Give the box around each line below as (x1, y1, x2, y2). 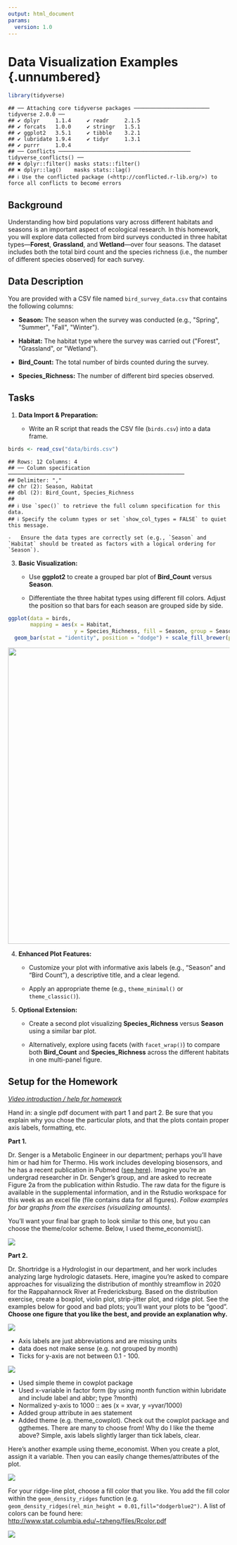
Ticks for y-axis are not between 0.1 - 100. (18, 1352, 140, 1360)
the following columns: (8, 301, 74, 310)
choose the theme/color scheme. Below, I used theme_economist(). (8, 1224, 203, 1232)
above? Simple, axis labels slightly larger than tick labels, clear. (18, 1431, 201, 1439)
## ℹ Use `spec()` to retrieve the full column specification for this (8, 502, 221, 509)
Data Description (8, 276, 84, 288)
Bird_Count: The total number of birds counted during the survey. (18, 358, 210, 366)
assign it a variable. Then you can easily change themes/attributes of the (8, 1452, 219, 1460)
